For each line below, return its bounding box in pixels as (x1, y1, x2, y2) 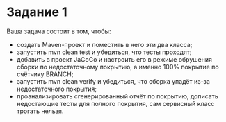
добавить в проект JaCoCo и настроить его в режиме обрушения (16, 55, 213, 63)
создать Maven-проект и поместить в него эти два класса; (16, 40, 193, 49)
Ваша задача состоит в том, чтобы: (6, 27, 111, 35)
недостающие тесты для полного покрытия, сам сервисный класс (16, 99, 215, 107)
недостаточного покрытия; (16, 85, 97, 93)
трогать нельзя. (16, 107, 64, 115)
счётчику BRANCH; (16, 70, 74, 78)
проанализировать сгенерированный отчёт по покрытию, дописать (16, 91, 218, 101)
